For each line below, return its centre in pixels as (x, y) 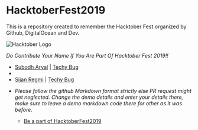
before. (23, 109)
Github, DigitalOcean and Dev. (43, 32)
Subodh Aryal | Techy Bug (46, 67)
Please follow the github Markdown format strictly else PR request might (103, 91)
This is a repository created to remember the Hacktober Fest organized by (96, 26)
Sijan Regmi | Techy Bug (44, 79)
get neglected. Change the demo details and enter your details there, (99, 97)
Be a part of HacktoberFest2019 (62, 121)
